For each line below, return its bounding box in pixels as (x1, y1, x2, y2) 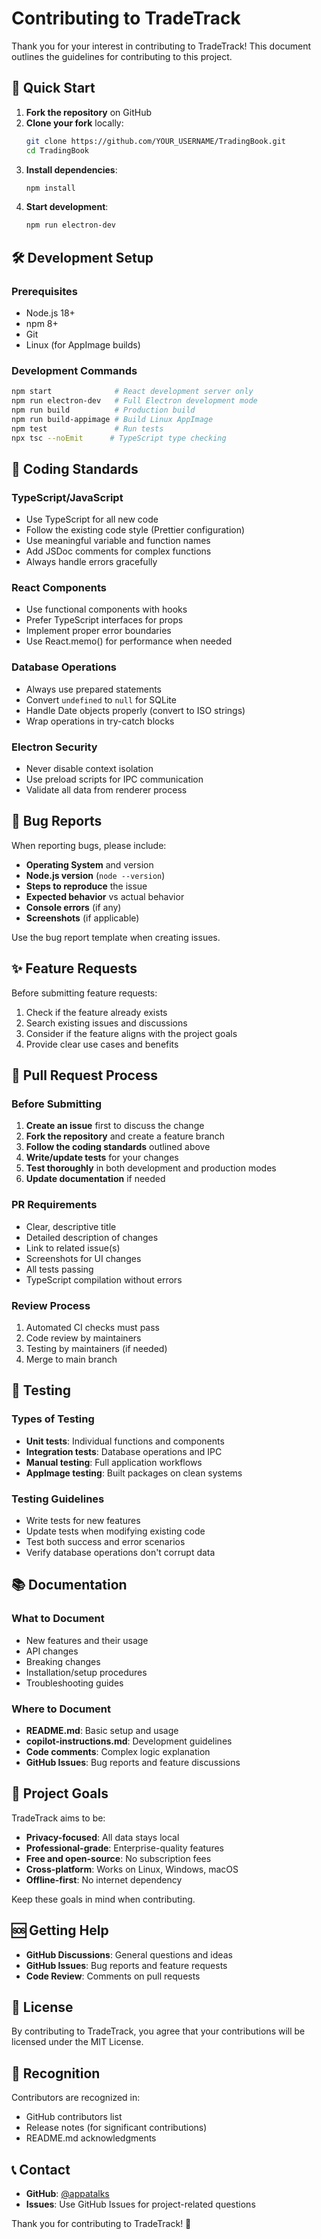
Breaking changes (25, 1655, 101, 1667)
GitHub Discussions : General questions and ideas (25, 1948, 233, 1961)
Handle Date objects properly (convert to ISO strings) (25, 704, 246, 716)
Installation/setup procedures (25, 1666, 148, 1678)
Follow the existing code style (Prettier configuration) (25, 524, 246, 536)
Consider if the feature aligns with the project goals (25, 1027, 238, 1039)
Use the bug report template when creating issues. (11, 931, 221, 943)
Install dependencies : (25, 163, 118, 176)
